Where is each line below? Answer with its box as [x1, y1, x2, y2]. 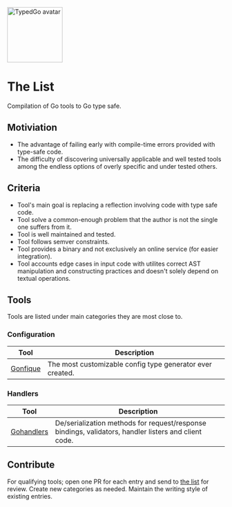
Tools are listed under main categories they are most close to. [7, 313, 183, 321]
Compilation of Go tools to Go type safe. [7, 102, 122, 110]
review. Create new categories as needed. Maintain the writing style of [7, 484, 209, 493]
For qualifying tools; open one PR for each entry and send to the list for [7, 477, 209, 486]
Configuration [7, 330, 55, 340]
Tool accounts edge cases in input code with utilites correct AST [17, 259, 202, 268]
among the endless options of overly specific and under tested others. [17, 162, 217, 170]
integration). [17, 252, 52, 260]
